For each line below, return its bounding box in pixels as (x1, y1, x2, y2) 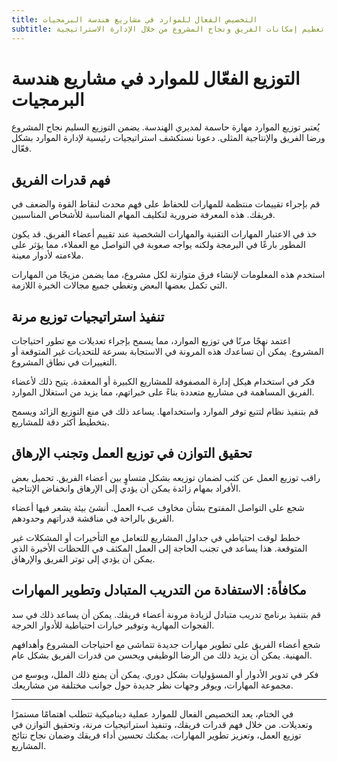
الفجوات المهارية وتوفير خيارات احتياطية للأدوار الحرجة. (11, 619, 215, 631)
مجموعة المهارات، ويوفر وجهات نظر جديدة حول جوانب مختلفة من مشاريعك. (11, 679, 294, 691)
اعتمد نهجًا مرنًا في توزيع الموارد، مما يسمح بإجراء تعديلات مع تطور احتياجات (11, 335, 291, 347)
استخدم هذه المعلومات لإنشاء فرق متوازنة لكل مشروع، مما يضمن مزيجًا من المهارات (11, 269, 326, 281)
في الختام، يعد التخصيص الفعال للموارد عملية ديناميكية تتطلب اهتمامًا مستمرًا (11, 707, 294, 720)
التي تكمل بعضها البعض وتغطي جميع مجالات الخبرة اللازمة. (11, 279, 228, 291)
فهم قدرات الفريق (11, 171, 111, 188)
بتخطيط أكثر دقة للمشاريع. (11, 416, 110, 428)
